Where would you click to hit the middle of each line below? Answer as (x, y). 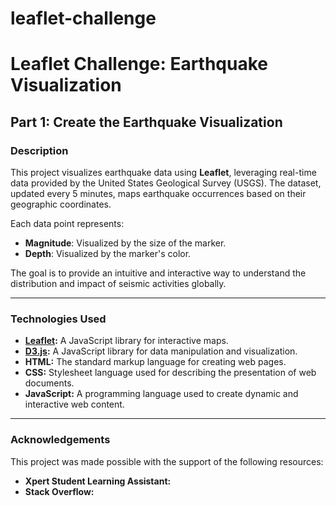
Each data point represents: (67, 224)
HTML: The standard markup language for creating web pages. (155, 362)
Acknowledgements (60, 440)
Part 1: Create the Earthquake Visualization (146, 122)
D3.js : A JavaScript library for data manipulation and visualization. (161, 351)
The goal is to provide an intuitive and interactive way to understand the (158, 273)
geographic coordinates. (61, 204)
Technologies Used (58, 319)
